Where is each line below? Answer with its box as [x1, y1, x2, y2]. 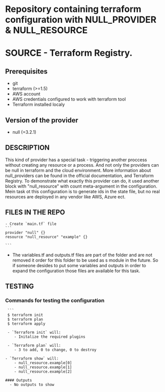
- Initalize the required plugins [14, 334, 85, 339]
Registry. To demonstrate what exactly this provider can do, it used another [5, 178, 160, 184]
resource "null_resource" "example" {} [5, 234, 88, 239]
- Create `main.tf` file [5, 221, 57, 226]
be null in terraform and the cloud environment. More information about [5, 167, 152, 173]
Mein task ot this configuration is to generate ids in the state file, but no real [5, 188, 160, 195]
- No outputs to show [9, 382, 55, 388]
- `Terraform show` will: [5, 356, 59, 361]
